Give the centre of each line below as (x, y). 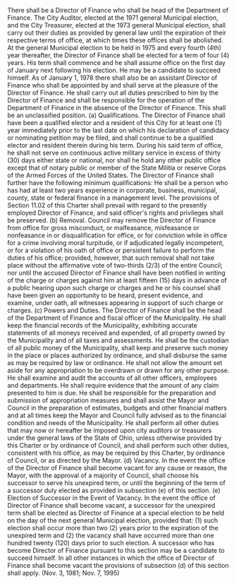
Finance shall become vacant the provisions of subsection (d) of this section (118, 565)
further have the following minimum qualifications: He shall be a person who (118, 183)
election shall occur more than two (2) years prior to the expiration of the (113, 528)
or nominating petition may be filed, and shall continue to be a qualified (110, 138)
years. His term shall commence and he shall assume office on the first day (117, 62)
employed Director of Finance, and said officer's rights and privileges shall (116, 213)
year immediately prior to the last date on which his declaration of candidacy (118, 130)
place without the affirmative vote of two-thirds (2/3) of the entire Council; (115, 265)
